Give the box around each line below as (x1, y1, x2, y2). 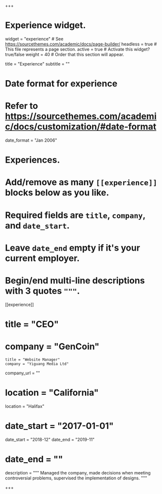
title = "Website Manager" (5, 357, 60, 362)
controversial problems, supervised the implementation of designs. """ (5, 475, 147, 481)
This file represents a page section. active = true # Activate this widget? (5, 46, 150, 52)
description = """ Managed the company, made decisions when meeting (5, 470, 151, 475)
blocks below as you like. (5, 187, 109, 198)
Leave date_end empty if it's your (5, 242, 140, 253)
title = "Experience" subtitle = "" (5, 61, 70, 66)
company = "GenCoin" (5, 341, 99, 352)
